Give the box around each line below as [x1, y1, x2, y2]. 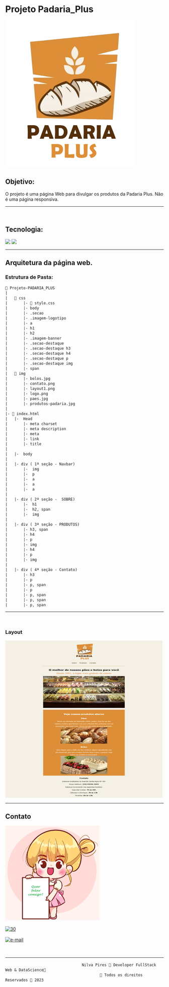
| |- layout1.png [5, 386, 55, 391]
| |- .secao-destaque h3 [5, 346, 71, 351]
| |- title [5, 442, 42, 447]
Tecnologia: [5, 225, 43, 234]
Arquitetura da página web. [5, 258, 93, 267]
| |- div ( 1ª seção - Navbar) [5, 462, 75, 467]
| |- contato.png [5, 381, 55, 386]
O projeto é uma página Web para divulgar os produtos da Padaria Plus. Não [5, 191, 163, 197]
